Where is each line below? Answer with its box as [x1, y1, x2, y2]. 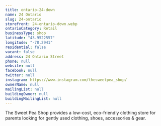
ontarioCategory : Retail [5, 26, 57, 31]
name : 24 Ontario [5, 12, 42, 17]
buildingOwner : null [5, 91, 49, 96]
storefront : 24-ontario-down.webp [5, 21, 78, 27]
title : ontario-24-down [5, 7, 55, 13]
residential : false [5, 45, 46, 50]
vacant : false [5, 49, 35, 54]
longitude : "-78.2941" [5, 40, 53, 45]
